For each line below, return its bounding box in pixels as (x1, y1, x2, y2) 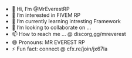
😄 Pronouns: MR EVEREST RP (11, 39, 85, 46)
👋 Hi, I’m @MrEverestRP (11, 6, 70, 12)
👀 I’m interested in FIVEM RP (11, 12, 81, 19)
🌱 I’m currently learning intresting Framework (11, 18, 121, 24)
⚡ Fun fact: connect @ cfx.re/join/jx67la (11, 45, 108, 52)
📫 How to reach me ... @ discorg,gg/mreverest (11, 31, 126, 37)
